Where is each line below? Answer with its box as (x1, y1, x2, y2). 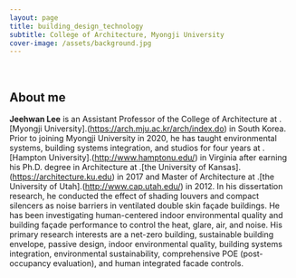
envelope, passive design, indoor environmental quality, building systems (9, 239, 283, 250)
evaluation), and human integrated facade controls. (53, 258, 244, 269)
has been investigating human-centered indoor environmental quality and (9, 210, 283, 221)
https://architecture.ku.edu (12, 171, 112, 182)
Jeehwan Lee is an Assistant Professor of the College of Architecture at (9, 114, 278, 125)
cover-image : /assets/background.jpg (9, 38, 152, 48)
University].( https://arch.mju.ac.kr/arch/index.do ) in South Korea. (43, 123, 287, 134)
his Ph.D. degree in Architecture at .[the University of (9, 162, 206, 173)
